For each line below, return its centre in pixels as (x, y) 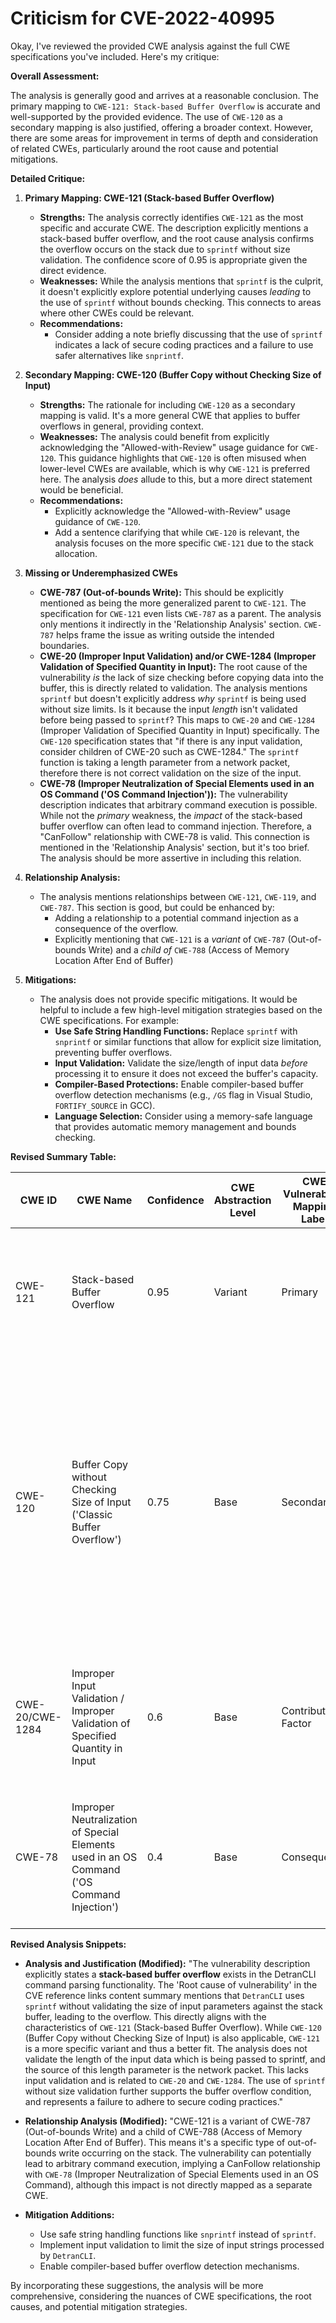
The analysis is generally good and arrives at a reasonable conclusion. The (164, 95)
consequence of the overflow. (116, 928)
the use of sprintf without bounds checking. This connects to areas (180, 302)
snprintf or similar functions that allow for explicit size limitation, (188, 1041)
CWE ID (38, 1200)
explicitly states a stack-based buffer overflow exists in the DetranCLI (170, 1974)
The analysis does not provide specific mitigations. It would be (168, 999)
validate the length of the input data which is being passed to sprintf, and (175, 2059)
